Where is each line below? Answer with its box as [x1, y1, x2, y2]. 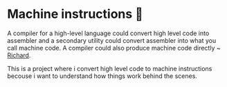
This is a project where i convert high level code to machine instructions [7, 64, 212, 72]
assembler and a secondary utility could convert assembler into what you [7, 36, 217, 44]
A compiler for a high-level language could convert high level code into [7, 29, 210, 37]
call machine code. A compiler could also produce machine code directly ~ [7, 43, 221, 52]
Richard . [7, 51, 31, 59]
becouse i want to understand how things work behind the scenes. [7, 72, 197, 80]
